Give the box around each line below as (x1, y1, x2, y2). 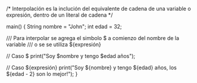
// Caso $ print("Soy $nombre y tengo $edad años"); (6, 53, 136, 59)
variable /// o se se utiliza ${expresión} (6, 41, 101, 48)
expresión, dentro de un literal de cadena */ (6, 11, 113, 19)
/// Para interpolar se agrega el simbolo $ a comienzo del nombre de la (6, 35, 180, 41)
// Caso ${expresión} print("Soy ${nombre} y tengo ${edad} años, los (6, 64, 177, 71)
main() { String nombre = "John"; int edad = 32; (6, 23, 122, 30)
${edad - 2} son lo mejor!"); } (6, 70, 78, 77)
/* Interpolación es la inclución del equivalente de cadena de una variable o (6, 5, 192, 12)
